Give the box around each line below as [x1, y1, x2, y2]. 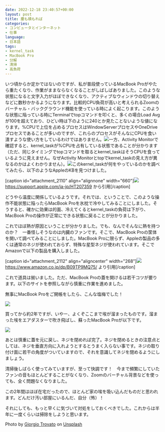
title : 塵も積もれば [5, 16, 43, 21]
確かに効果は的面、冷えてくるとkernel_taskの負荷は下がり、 [26, 207, 149, 212]
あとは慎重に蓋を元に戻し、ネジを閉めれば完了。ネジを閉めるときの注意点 [5, 337, 156, 343]
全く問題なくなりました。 [17, 378, 70, 384]
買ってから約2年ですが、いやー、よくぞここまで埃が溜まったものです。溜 [5, 311, 154, 317]
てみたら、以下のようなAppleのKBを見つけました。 [5, 167, 109, 173]
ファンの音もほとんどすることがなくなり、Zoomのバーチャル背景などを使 [5, 372, 155, 378]
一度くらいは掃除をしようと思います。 [13, 411, 91, 417]
